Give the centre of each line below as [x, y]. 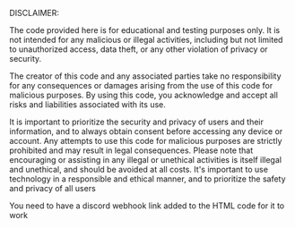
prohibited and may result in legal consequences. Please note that [131, 150]
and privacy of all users [52, 188]
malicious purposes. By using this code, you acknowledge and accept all [143, 95]
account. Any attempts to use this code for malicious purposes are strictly [146, 141]
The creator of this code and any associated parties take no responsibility [145, 76]
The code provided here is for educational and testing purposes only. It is [145, 30]
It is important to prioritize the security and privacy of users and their [137, 122]
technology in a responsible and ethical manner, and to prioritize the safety [147, 179]
